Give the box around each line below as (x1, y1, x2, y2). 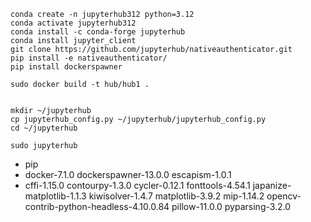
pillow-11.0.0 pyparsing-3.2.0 (171, 201, 292, 212)
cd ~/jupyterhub (10, 123, 78, 133)
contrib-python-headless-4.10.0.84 (24, 201, 170, 212)
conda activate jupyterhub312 (10, 18, 137, 28)
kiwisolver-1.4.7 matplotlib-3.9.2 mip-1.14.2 (88, 190, 265, 202)
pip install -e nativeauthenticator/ (10, 53, 168, 63)
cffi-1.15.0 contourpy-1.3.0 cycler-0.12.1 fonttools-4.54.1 (24, 180, 251, 191)
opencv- (266, 190, 302, 202)
